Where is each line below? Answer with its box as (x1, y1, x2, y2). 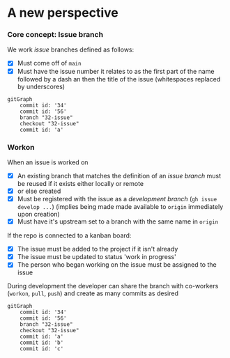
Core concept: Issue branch (7, 30, 103, 40)
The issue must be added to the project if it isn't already (17, 245, 178, 254)
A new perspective (7, 5, 118, 21)
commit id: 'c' (20, 345, 64, 352)
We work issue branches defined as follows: (7, 45, 135, 54)
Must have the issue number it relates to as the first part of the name (17, 67, 215, 75)
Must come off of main (17, 59, 82, 68)
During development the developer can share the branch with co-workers (7, 282, 219, 290)
